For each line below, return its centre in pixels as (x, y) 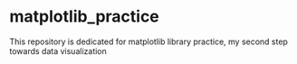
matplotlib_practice (85, 17)
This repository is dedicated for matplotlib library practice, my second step (148, 41)
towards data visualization (58, 50)
